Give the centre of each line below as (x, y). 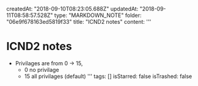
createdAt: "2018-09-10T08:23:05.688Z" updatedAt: (72, 9)
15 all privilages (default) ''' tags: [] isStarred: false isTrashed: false (108, 76)
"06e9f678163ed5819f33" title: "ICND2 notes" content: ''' (79, 22)
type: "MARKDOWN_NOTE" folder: (98, 15)
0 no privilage (42, 70)
